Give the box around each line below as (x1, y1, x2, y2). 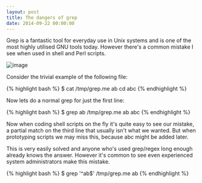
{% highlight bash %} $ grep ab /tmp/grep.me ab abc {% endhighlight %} (6, 109, 190, 116)
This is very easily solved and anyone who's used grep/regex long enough (6, 145, 193, 153)
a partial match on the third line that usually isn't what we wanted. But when (6, 127, 197, 134)
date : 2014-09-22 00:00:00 (6, 20, 75, 26)
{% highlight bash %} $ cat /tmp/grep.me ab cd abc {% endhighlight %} (6, 85, 187, 92)
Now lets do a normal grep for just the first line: (6, 97, 125, 104)
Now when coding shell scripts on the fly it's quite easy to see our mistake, (6, 120, 195, 128)
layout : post (6, 9, 40, 15)
